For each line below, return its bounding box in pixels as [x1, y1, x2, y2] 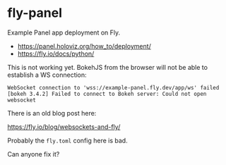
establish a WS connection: [7, 71, 87, 79]
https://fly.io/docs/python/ [17, 49, 95, 58]
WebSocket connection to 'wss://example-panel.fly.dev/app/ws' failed [7, 84, 220, 91]
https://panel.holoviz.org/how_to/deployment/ [17, 42, 152, 50]
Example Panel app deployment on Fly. [7, 28, 121, 37]
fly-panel [7, 5, 62, 21]
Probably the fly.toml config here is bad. [7, 136, 129, 145]
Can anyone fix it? [7, 149, 60, 158]
